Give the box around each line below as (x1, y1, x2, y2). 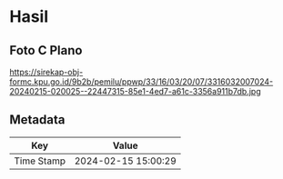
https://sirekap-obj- (9, 66, 84, 77)
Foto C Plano (9, 43, 83, 58)
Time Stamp (14, 154, 66, 167)
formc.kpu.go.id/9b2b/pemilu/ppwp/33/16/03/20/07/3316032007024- (9, 76, 274, 87)
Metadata (9, 112, 66, 128)
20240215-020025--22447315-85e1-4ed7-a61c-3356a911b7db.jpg (9, 86, 261, 96)
